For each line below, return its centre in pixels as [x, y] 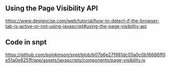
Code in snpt [26, 42]
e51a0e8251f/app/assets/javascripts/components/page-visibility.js [75, 60]
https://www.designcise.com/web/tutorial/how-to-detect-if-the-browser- [82, 20]
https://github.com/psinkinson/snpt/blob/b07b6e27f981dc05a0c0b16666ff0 [85, 54]
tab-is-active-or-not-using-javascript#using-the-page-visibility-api [76, 26]
